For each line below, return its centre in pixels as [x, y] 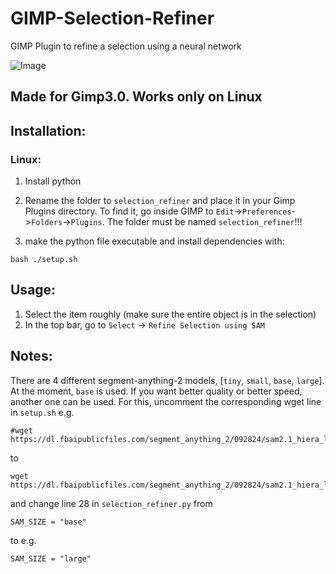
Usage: [33, 290]
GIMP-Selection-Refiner [112, 18]
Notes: [31, 356]
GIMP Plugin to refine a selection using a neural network [126, 46]
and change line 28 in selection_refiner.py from [111, 503]
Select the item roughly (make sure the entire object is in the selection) [170, 314]
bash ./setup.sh [44, 260]
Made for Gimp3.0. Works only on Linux [136, 97]
